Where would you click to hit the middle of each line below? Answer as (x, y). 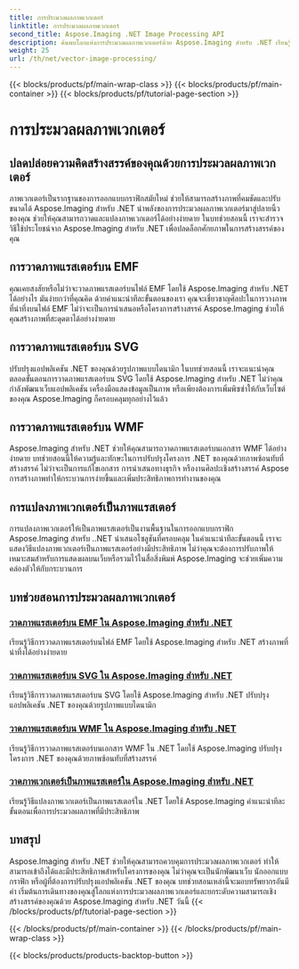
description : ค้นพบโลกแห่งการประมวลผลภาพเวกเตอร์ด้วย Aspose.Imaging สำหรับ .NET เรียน (149, 42)
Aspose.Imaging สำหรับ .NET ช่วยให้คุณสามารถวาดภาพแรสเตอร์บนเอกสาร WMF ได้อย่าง (148, 448)
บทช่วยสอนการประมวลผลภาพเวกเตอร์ (93, 597)
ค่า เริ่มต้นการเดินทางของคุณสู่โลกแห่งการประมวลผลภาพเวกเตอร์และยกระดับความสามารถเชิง (143, 891)
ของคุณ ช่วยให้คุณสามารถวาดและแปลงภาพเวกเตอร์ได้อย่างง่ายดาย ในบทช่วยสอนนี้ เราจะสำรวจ (146, 218)
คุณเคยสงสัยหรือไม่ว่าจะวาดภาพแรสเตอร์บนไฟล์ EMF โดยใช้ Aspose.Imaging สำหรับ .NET (149, 288)
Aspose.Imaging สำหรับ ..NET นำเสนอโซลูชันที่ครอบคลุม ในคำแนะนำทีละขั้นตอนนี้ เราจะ (145, 539)
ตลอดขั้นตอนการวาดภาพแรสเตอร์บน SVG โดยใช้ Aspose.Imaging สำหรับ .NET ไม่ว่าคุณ (146, 379)
